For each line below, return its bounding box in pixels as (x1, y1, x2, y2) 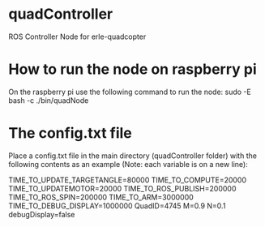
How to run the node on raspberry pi (8, 60, 257, 79)
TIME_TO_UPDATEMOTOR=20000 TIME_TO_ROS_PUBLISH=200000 (8, 183, 237, 193)
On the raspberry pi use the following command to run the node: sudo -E (8, 87, 251, 96)
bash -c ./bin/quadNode (8, 95, 89, 105)
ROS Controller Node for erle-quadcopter (8, 32, 147, 41)
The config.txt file (8, 124, 132, 143)
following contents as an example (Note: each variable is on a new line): (8, 159, 249, 169)
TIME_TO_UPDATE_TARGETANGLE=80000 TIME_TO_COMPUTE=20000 (8, 175, 247, 185)
